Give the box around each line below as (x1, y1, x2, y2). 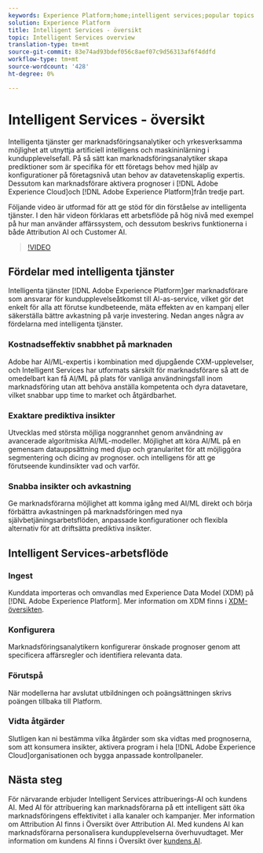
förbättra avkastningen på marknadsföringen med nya (8, 507, 183, 517)
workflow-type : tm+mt (8, 56, 79, 64)
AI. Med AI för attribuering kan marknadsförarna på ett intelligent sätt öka (8, 803, 245, 812)
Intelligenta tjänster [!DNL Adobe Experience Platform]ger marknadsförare (8, 286, 249, 296)
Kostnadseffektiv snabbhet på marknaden (8, 339, 173, 350)
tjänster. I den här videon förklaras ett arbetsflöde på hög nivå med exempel (8, 210, 254, 220)
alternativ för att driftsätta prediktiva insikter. (8, 524, 152, 533)
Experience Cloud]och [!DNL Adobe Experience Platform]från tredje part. (8, 186, 245, 197)
